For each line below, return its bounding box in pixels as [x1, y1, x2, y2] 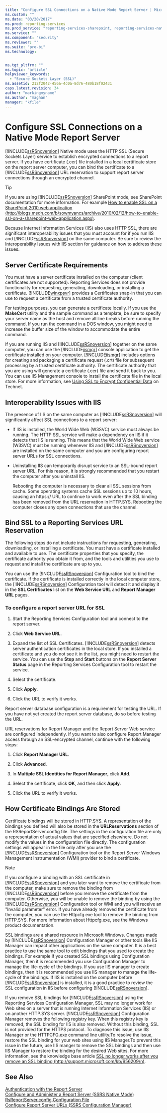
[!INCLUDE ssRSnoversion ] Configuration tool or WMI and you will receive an [5, 901, 162, 907]
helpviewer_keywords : [5, 72, 50, 77]
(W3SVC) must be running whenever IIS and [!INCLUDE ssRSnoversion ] [12, 442, 158, 448]
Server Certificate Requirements [5, 261, 108, 269]
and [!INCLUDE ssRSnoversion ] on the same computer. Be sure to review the [5, 236, 161, 242]
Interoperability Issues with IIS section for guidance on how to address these [5, 241, 162, 247]
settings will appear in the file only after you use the [5, 844, 111, 850]
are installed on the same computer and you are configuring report [12, 448, 149, 454]
